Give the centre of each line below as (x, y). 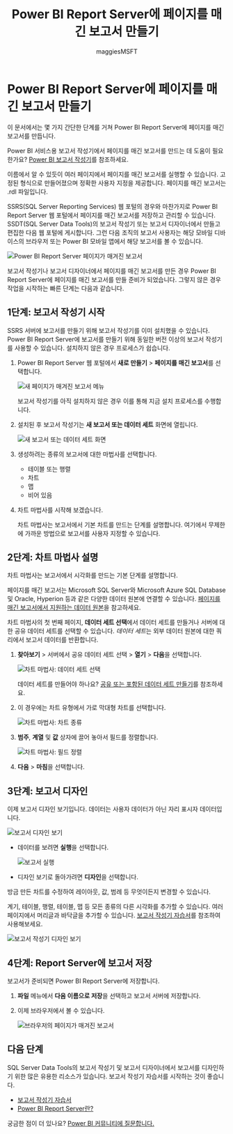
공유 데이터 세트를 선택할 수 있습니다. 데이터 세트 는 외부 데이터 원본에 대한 (114, 631)
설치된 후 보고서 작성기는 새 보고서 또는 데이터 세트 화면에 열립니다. (107, 424)
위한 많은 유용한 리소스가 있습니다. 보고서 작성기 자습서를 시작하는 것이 (110, 1076)
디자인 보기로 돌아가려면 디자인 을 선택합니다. (78, 877)
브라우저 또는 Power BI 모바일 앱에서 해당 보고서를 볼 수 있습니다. (114, 241)
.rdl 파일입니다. (28, 192)
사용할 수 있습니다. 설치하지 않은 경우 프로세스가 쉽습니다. (92, 348)
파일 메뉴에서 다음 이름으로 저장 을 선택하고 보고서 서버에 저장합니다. (109, 995)
